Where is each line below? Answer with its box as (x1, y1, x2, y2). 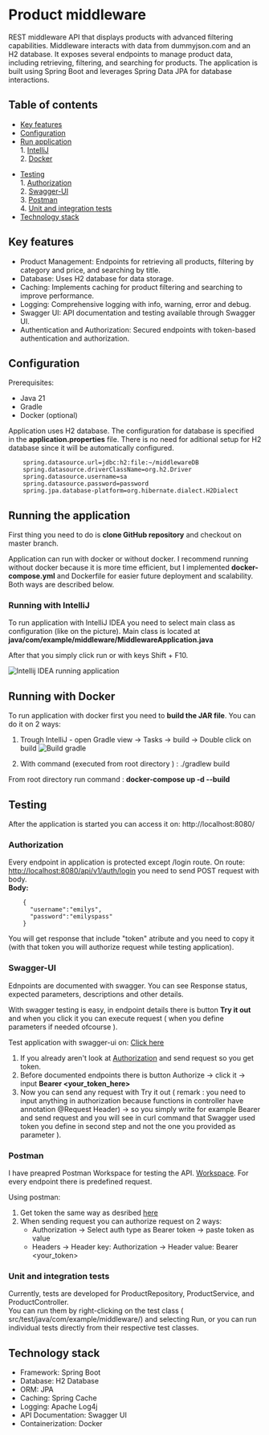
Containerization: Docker (19, 1419, 103, 1429)
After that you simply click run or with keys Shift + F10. (8, 651, 189, 660)
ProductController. (8, 1298, 70, 1307)
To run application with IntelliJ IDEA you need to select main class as (8, 618, 235, 628)
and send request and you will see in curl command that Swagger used (19, 1113, 255, 1122)
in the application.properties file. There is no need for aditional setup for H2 (8, 435, 262, 444)
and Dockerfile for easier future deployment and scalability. (56, 571, 254, 581)
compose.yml (8, 571, 55, 581)
